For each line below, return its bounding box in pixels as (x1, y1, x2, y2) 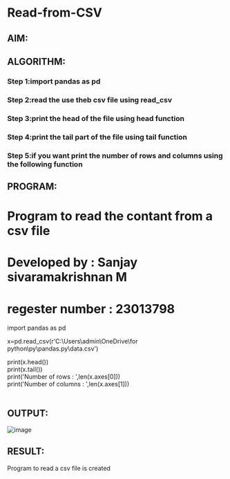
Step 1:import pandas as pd (7, 76, 101, 86)
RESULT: (7, 446, 45, 458)
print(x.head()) (7, 358, 49, 366)
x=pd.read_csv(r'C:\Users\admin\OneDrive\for (7, 337, 138, 346)
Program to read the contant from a (7, 209, 213, 224)
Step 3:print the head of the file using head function (7, 113, 185, 123)
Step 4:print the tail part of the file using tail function (7, 132, 188, 142)
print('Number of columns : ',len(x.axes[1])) (7, 380, 130, 388)
